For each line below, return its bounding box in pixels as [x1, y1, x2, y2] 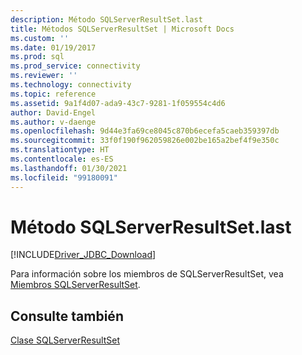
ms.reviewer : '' [10, 71, 78, 81]
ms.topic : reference [10, 89, 97, 99]
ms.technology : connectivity [10, 80, 132, 90]
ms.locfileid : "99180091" [10, 172, 118, 183]
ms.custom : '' [10, 33, 70, 43]
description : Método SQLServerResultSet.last [10, 14, 203, 25]
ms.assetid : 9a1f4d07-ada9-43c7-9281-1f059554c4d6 [10, 98, 226, 108]
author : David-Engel [10, 107, 97, 118]
